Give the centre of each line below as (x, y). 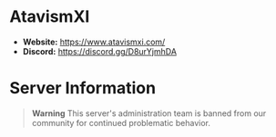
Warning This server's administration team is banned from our (149, 113)
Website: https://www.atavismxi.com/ (94, 42)
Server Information (83, 88)
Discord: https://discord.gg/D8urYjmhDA (100, 51)
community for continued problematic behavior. (121, 122)
